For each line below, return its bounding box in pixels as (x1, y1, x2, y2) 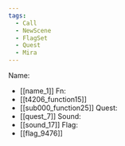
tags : (8, 11, 26, 20)
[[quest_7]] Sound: (19, 112, 81, 120)
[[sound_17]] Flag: (19, 120, 78, 129)
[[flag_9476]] (19, 128, 64, 138)
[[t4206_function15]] (19, 95, 88, 104)
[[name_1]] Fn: (19, 86, 66, 96)
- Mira (15, 49, 37, 57)
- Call (15, 19, 37, 27)
